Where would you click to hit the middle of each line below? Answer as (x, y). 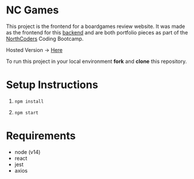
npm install (29, 101)
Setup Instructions (52, 85)
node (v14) (27, 152)
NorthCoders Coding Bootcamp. (45, 38)
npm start (27, 113)
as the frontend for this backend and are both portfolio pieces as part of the (97, 32)
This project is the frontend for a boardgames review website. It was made (96, 26)
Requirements (41, 136)
